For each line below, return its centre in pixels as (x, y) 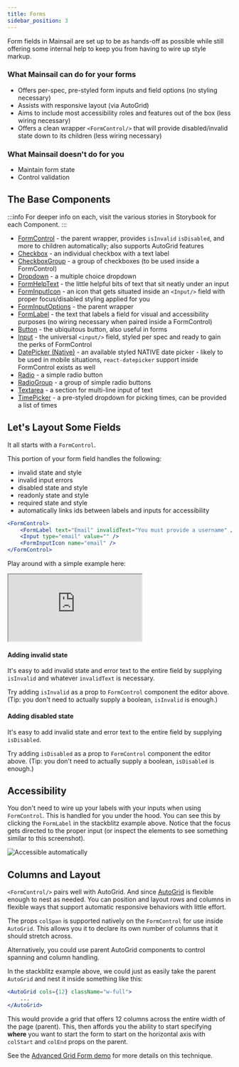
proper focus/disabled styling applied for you (84, 299)
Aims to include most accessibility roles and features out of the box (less (124, 113)
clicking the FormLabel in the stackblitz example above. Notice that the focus (119, 823)
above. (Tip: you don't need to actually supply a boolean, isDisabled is (111, 761)
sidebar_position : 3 (38, 21)
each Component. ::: (37, 224)
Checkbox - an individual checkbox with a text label (93, 253)
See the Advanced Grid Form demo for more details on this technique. (110, 1055)
